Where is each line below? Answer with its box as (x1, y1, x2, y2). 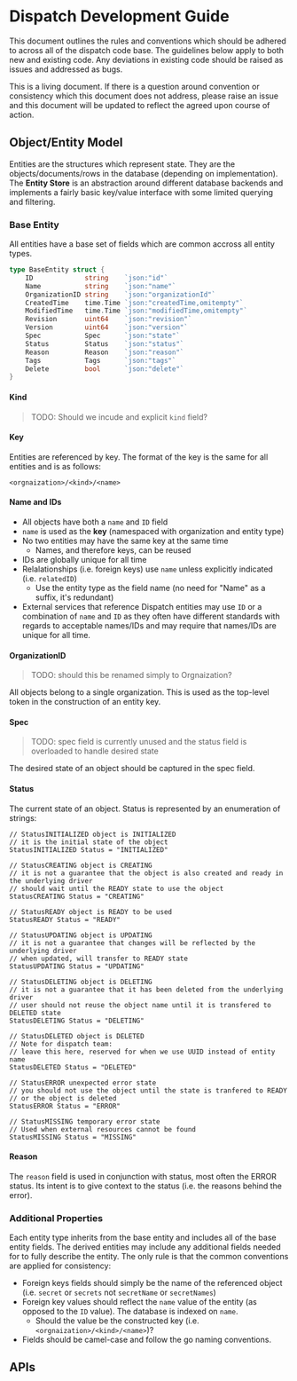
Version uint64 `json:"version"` (25, 323, 189, 332)
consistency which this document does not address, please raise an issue (9, 91, 279, 101)
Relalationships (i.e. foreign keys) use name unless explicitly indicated (21, 564, 273, 574)
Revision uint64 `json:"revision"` (25, 315, 192, 324)
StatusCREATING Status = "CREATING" (9, 892, 145, 901)
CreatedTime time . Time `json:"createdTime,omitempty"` (25, 298, 244, 307)
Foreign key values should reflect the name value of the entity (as (21, 1297, 257, 1307)
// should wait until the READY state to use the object (9, 884, 224, 893)
